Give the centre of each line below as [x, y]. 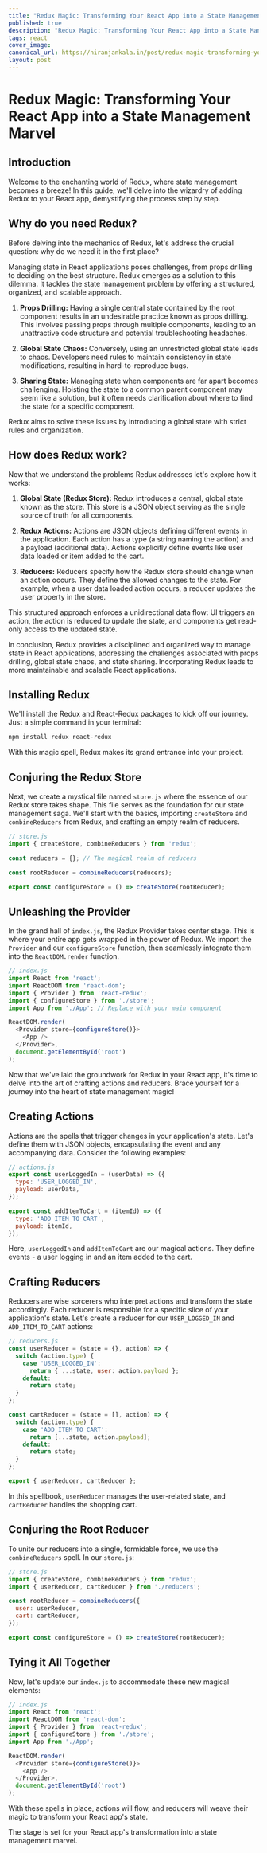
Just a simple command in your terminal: [75, 722]
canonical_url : [33, 53]
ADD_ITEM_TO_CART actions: [51, 1327]
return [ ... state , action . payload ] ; [90, 1437]
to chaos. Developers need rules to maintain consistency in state [126, 357]
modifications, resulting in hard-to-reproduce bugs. [104, 365]
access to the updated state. [70, 629]
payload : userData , [48, 1190]
